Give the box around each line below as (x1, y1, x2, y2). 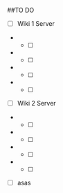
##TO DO (7, 6, 35, 14)
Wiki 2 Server (17, 99, 57, 108)
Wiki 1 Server (17, 20, 55, 27)
